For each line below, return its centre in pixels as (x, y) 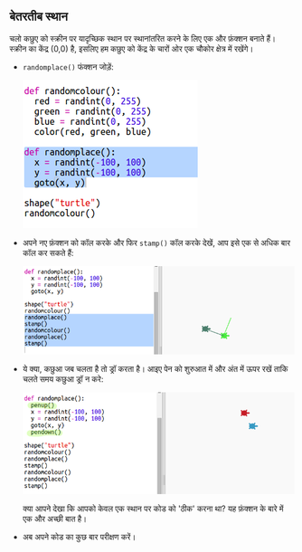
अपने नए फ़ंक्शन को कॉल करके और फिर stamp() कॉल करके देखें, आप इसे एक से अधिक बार (156, 243)
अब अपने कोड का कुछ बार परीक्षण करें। (79, 537)
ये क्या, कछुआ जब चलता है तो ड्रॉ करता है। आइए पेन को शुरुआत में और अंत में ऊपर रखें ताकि (155, 369)
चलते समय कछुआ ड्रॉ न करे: (63, 379)
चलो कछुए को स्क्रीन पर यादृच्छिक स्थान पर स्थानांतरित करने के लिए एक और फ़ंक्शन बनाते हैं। (143, 38)
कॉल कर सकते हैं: (48, 252)
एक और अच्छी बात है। (55, 519)
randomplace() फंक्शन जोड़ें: (68, 67)
